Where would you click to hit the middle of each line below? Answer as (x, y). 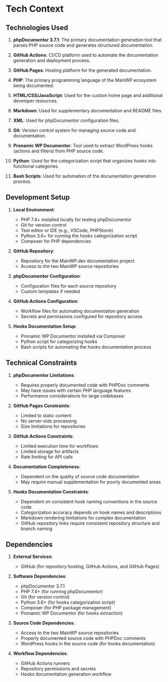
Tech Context (35, 9)
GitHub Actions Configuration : (46, 301)
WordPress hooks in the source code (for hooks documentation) (88, 644)
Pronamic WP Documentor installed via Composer (73, 336)
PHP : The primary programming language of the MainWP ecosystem (85, 80)
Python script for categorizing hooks (59, 342)
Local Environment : (34, 209)
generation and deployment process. (52, 60)
